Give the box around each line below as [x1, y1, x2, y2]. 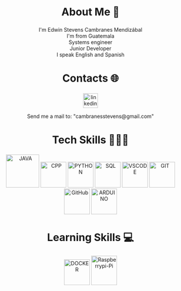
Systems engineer [68, 39, 113, 46]
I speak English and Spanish [56, 51, 125, 58]
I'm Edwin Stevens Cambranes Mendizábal [38, 26, 143, 33]
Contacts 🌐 [62, 72, 119, 85]
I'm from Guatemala [66, 32, 115, 40]
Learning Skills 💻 [47, 231, 134, 244]
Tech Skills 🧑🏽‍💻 [52, 133, 129, 147]
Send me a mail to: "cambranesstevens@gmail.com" [26, 113, 155, 120]
